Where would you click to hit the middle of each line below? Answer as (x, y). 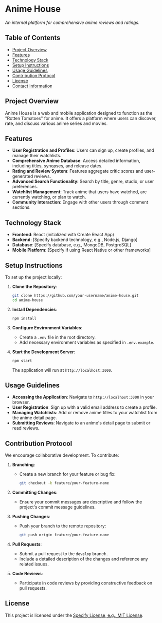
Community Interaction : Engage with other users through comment (80, 202)
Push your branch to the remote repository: (63, 526)
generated (22, 176)
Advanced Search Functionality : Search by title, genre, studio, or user (83, 181)
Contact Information (32, 86)
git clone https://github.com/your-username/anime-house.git (75, 296)
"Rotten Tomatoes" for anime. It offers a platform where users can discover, (81, 118)
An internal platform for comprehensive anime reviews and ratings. (72, 22)
